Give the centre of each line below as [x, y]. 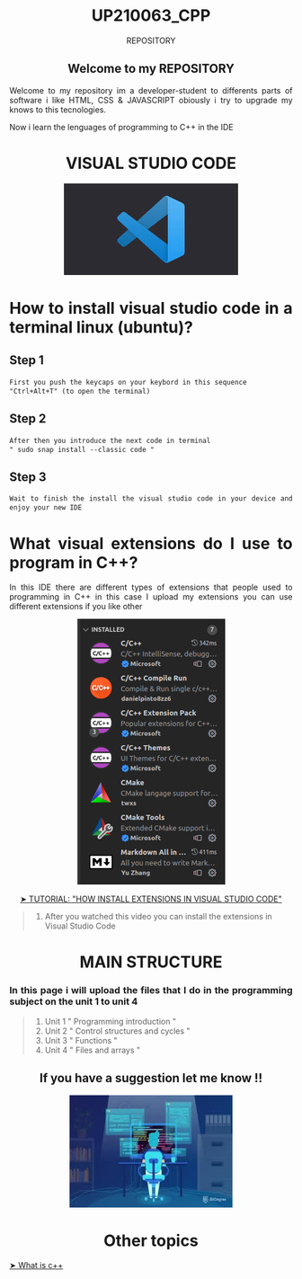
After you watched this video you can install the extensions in [158, 917]
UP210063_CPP [151, 16]
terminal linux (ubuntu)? [101, 327]
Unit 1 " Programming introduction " [111, 1021]
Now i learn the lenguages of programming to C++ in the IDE [121, 127]
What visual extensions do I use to [151, 543]
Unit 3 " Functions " [81, 1040]
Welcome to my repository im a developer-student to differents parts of [151, 90]
